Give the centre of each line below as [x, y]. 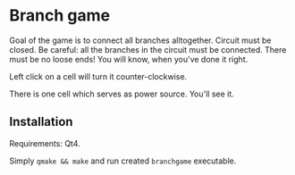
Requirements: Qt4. [45, 143]
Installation [41, 122]
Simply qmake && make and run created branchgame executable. [123, 161]
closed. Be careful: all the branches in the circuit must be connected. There [148, 49]
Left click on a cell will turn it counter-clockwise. [98, 76]
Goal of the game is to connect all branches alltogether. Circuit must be [140, 40]
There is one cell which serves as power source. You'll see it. [122, 94]
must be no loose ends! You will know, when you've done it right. [129, 59]
